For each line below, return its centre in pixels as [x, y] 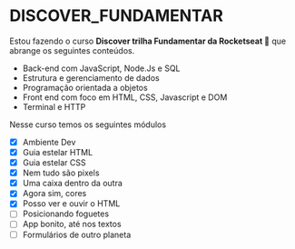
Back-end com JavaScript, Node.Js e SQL [101, 68]
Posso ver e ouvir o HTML [71, 204]
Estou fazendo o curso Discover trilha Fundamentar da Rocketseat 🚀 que [148, 41]
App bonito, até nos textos [72, 224]
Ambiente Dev [49, 142]
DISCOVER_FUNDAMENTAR [117, 16]
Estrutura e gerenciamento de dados [91, 77]
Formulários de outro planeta [77, 234]
